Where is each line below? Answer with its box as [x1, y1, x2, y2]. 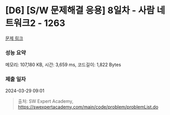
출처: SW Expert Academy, [17, 98, 74, 104]
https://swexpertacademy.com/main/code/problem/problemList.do [17, 104, 159, 110]
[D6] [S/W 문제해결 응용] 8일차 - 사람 [5, 5, 155, 16]
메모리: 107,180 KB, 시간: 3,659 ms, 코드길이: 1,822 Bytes [5, 62, 122, 68]
